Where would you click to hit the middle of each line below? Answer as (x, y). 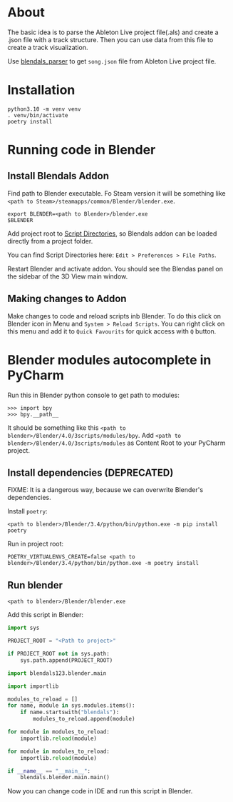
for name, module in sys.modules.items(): (71, 706)
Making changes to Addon (67, 299)
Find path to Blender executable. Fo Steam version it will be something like (116, 193)
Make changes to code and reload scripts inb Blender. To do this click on (114, 316)
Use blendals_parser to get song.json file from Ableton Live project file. (112, 61)
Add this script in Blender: (46, 615)
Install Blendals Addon (58, 176)
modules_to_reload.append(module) (84, 719)
